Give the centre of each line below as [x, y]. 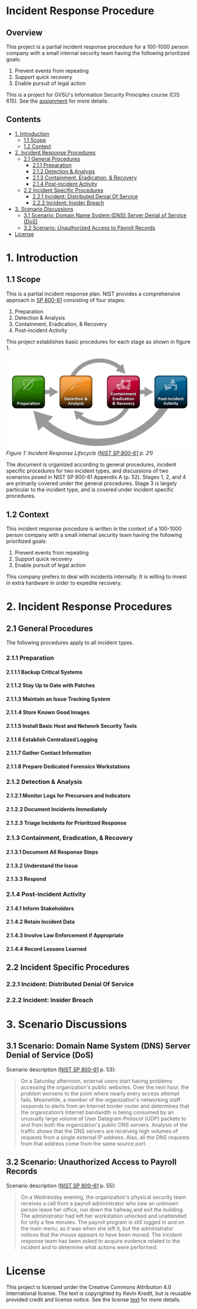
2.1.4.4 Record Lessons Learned [46, 949]
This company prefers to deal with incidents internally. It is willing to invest [96, 577]
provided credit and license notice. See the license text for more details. [93, 1300]
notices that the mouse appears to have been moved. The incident [101, 1235]
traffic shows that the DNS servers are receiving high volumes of [99, 1131]
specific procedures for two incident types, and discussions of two [87, 471]
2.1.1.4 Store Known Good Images [48, 713]
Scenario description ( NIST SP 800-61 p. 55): [61, 1185]
